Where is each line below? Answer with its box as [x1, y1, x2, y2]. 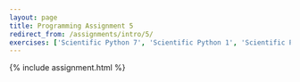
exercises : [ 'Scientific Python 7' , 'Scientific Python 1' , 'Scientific [9, 37, 286, 47]
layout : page [9, 12, 58, 22]
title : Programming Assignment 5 [9, 21, 134, 30]
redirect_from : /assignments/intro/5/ [9, 29, 154, 38]
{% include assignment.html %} [9, 62, 127, 73]
